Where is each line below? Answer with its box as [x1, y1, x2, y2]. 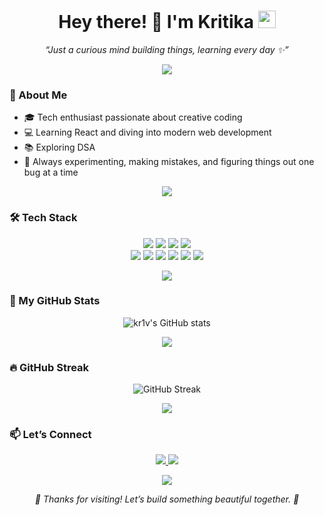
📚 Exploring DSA [23, 141, 96, 154]
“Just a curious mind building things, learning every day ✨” [45, 43, 289, 55]
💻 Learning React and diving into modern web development [23, 126, 272, 139]
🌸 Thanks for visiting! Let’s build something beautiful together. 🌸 [34, 493, 300, 505]
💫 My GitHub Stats [9, 294, 101, 308]
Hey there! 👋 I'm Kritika [58, 11, 254, 34]
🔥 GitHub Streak [9, 360, 90, 374]
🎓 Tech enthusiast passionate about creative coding [23, 111, 243, 124]
